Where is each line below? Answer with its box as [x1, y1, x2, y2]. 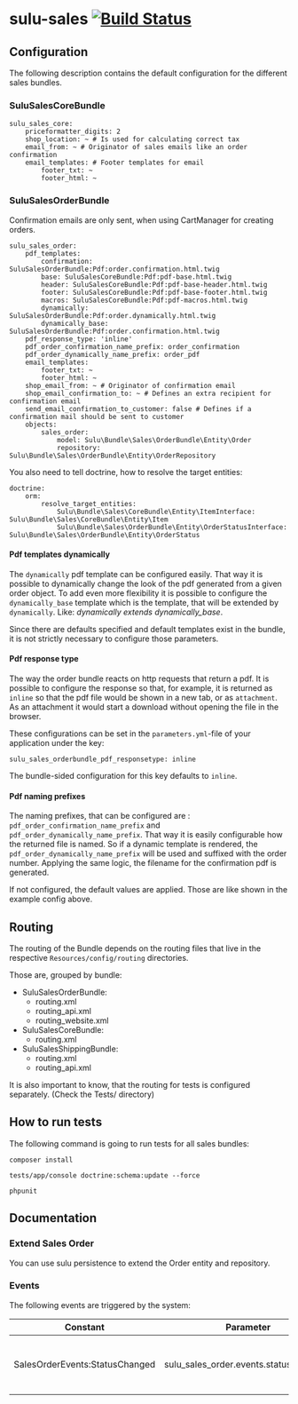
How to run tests [9, 1114, 103, 1130]
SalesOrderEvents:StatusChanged [13, 1358, 156, 1370]
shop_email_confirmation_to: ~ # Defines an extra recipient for [25, 389, 272, 398]
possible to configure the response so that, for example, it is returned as [9, 683, 273, 693]
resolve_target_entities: [41, 499, 137, 508]
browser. [9, 711, 42, 721]
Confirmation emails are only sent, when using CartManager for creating [9, 214, 274, 226]
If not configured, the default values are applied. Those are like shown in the [9, 884, 288, 895]
